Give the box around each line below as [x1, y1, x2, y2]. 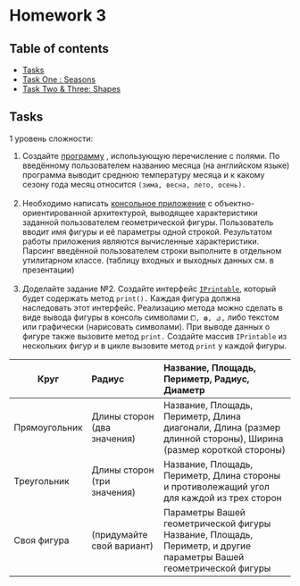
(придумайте [91, 528, 148, 540]
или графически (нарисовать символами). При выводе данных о [21, 321, 271, 331]
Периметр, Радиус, [163, 373, 250, 385]
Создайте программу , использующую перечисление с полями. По [21, 150, 280, 161]
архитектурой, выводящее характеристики [93, 207, 258, 218]
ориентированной [21, 207, 92, 218]
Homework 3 [9, 5, 107, 26]
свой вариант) [91, 540, 154, 552]
